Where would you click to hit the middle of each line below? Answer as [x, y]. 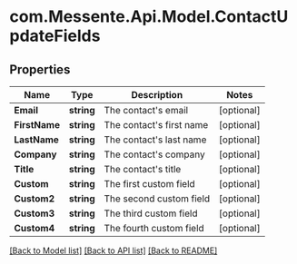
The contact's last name [155, 140]
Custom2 [35, 199]
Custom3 [35, 213]
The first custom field [149, 184]
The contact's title [143, 169]
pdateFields [55, 36]
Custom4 [35, 228]
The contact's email [146, 110]
